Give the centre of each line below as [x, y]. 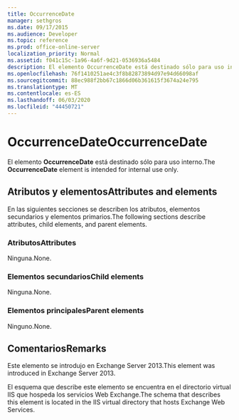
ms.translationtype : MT [43, 87]
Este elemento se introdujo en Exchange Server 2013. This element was [111, 366]
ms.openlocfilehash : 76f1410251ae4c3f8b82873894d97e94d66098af [103, 73]
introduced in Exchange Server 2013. [62, 373]
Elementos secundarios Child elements [76, 277]
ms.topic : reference [38, 41]
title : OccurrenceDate [41, 14]
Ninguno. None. [30, 326]
